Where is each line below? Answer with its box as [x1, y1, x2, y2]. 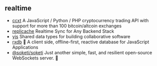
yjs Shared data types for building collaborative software [12, 33, 131, 39]
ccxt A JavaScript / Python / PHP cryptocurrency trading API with [12, 17, 149, 23]
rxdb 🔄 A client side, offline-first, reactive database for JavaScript [12, 39, 149, 45]
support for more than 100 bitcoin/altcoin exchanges [12, 23, 122, 29]
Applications [12, 44, 38, 50]
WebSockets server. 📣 [12, 55, 59, 61]
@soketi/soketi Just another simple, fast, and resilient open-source [12, 49, 152, 55]
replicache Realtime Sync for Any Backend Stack [12, 28, 114, 34]
